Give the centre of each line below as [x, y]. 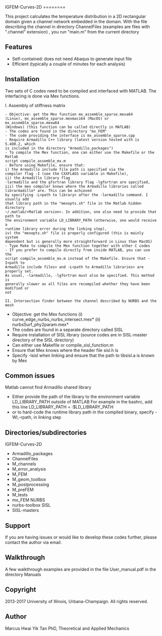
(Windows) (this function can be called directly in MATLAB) [68, 127]
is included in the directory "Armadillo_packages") [59, 148]
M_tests [20, 495]
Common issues [30, 376]
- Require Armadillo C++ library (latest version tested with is [72, 140]
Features [19, 47]
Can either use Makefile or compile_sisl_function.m [63, 345]
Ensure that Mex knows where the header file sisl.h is [65, 350]
